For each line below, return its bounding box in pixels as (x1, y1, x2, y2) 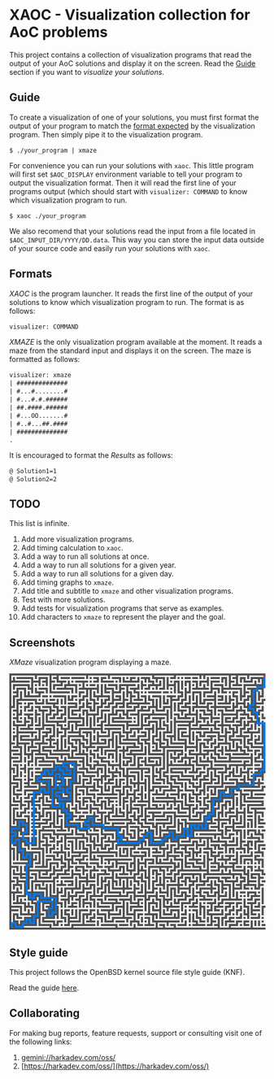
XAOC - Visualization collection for (9, 6, 250, 24)
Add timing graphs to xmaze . (20, 577, 115, 587)
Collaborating (9, 1007, 80, 1020)
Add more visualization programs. (20, 534, 135, 544)
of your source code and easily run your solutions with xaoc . (9, 243, 211, 253)
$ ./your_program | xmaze (9, 146, 97, 154)
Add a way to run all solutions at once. (20, 551, 150, 562)
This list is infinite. (9, 519, 70, 529)
